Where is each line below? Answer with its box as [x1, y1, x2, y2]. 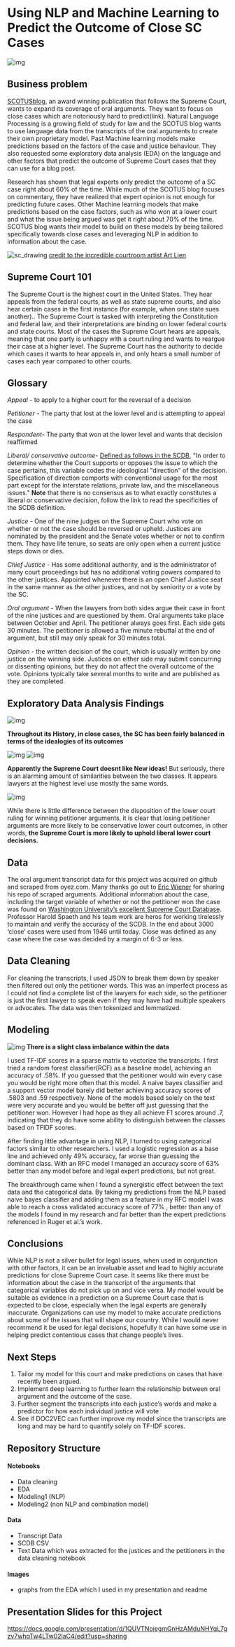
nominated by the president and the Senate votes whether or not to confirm [7, 532, 225, 541]
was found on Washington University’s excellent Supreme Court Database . [7, 905, 222, 913]
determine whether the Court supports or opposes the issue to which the [7, 459, 218, 467]
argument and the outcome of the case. [17, 1392, 132, 1401]
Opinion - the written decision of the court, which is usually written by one [7, 647, 221, 656]
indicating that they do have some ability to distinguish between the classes [7, 1115, 226, 1124]
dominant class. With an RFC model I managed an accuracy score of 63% [7, 1159, 220, 1167]
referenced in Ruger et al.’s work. [7, 1217, 103, 1225]
